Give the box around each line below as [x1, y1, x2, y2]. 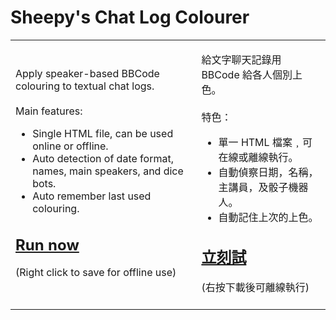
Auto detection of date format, [32, 151, 174, 165]
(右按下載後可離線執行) [201, 281, 310, 295]
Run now [15, 235, 80, 255]
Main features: [15, 104, 83, 118]
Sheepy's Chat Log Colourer [10, 6, 250, 29]
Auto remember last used [32, 189, 152, 203]
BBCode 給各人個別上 [201, 67, 303, 81]
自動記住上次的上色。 [218, 210, 319, 224]
